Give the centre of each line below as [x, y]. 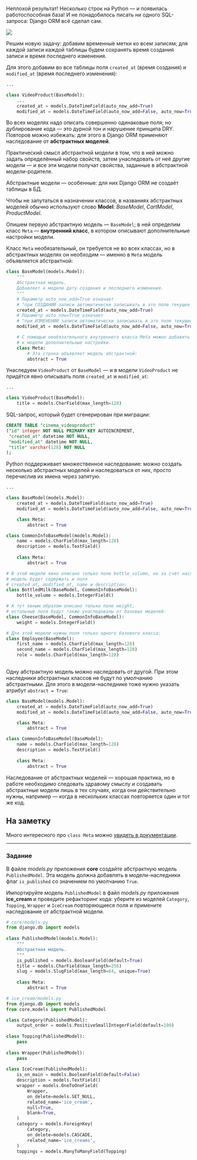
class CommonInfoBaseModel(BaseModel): [55, 739]
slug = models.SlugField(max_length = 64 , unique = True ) [84, 971]
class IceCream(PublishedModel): [47, 1069]
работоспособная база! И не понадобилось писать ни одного [83, 15]
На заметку [28, 821]
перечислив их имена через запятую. [53, 477]
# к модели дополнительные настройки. [64, 343]
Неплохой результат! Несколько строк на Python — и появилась [87, 9]
